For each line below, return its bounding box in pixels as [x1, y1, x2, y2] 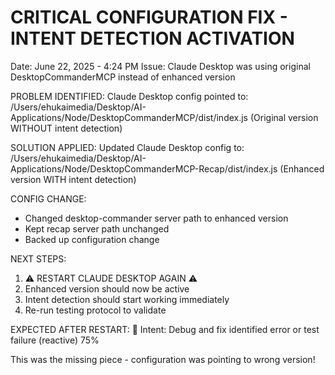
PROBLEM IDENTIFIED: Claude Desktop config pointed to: [10, 90, 249, 102]
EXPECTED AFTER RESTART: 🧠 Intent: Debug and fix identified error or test [10, 323, 320, 335]
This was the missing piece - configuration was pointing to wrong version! [10, 353, 316, 365]
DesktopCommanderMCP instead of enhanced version [10, 71, 236, 83]
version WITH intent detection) [10, 173, 137, 185]
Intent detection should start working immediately [24, 293, 230, 305]
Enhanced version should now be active [24, 282, 190, 295]
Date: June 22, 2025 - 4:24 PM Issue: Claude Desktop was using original [10, 60, 311, 72]
